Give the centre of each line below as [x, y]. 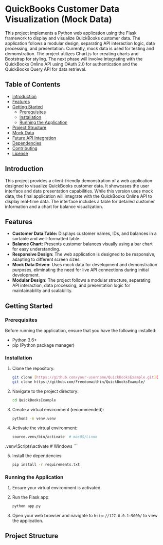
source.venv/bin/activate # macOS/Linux [55, 437]
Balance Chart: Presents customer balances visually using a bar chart [82, 244]
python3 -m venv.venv [34, 419]
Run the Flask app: [31, 497]
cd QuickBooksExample [34, 400]
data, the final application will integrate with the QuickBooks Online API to [79, 196]
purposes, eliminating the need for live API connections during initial [81, 270]
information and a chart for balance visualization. [54, 207]
